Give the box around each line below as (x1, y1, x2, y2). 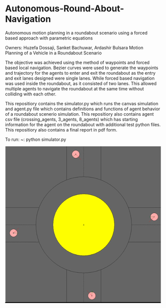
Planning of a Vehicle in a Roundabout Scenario (5, 50, 102, 56)
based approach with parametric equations (5, 35, 93, 41)
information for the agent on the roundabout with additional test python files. (5, 122, 161, 128)
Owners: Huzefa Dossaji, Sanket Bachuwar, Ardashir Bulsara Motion (5, 44, 143, 50)
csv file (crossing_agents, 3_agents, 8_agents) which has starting (5, 116, 138, 122)
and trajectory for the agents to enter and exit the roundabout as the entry (5, 70, 156, 76)
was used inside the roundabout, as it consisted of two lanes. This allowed (5, 80, 157, 87)
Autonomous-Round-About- (5, 3, 124, 14)
